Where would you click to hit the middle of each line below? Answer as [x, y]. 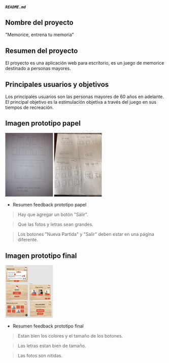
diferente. [28, 240]
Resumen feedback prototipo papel [49, 205]
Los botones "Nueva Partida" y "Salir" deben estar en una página [86, 234]
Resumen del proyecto [42, 51]
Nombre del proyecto [39, 22]
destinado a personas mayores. [38, 69]
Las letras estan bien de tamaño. [52, 346]
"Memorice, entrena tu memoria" [40, 35]
